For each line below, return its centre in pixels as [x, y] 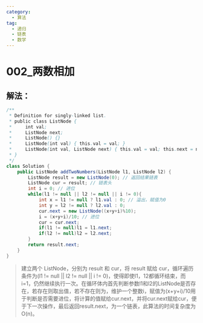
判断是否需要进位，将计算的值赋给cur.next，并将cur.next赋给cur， [109, 298]
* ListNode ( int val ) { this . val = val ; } [67, 144]
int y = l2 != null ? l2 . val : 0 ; [82, 205]
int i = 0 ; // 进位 [52, 189]
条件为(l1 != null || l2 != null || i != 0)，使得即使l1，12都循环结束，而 [103, 276]
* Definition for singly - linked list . [58, 115]
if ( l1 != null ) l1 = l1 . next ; [75, 228]
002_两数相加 [40, 72]
